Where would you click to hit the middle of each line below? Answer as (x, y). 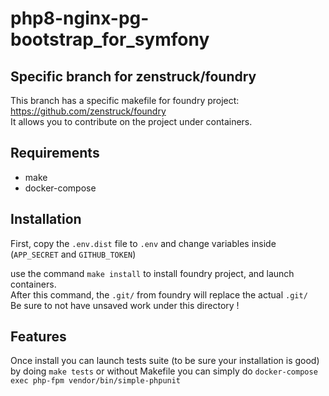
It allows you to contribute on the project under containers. (131, 121)
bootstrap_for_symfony (110, 39)
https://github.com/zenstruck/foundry (88, 111)
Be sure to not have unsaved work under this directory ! (125, 305)
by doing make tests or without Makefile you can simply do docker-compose (164, 371)
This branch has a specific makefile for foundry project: (125, 100)
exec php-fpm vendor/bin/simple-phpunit (96, 381)
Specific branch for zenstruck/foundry (133, 76)
